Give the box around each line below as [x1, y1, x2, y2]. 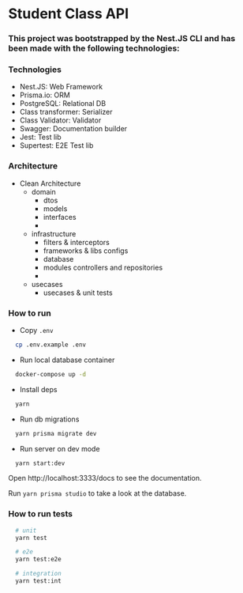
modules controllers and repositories [43, 263, 163, 272]
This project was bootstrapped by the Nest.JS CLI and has [8, 33, 236, 44]
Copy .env [19, 326, 54, 334]
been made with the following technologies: [8, 43, 180, 54]
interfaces [43, 212, 77, 221]
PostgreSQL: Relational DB [19, 99, 107, 108]
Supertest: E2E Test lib [19, 141, 94, 150]
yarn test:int [15, 577, 62, 585]
